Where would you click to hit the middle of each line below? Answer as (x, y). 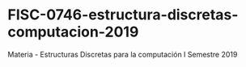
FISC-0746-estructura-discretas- (123, 15)
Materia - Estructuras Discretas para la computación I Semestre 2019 (123, 54)
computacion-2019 (73, 32)
